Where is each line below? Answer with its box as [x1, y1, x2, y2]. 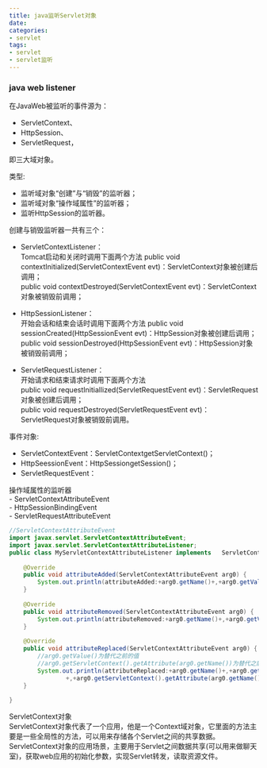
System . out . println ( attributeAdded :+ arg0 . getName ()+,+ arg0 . [37, 578, 240, 586]
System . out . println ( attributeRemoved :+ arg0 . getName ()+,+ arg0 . [37, 615, 247, 623]
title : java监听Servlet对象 [9, 11, 97, 20]
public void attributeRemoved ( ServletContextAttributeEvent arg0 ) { [23, 608, 254, 616]
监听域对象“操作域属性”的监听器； [20, 199, 132, 208]
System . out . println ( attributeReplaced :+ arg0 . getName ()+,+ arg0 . [37, 666, 250, 675]
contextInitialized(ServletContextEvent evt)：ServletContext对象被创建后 [20, 262, 258, 272]
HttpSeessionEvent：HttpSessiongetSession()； [20, 458, 179, 469]
